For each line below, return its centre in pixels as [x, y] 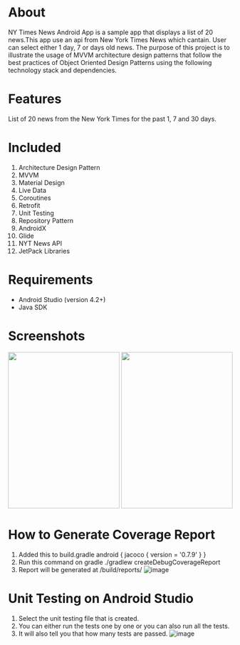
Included [35, 148]
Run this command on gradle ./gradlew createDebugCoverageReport [119, 562]
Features [35, 99]
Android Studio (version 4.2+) [62, 299]
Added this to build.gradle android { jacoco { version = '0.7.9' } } [112, 554]
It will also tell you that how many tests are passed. [93, 634]
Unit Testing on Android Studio [101, 598]
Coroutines [35, 198]
